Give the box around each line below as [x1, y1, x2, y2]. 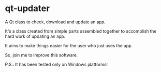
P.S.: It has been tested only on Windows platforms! [5, 61, 108, 67]
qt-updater [5, 3, 50, 14]
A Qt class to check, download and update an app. [5, 19, 105, 25]
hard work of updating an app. [5, 33, 66, 39]
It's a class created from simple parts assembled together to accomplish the [5, 28, 157, 34]
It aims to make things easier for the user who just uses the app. [5, 43, 133, 48]
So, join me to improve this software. [5, 52, 78, 58]
